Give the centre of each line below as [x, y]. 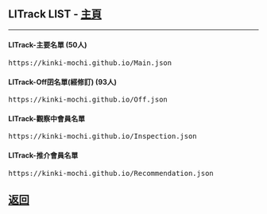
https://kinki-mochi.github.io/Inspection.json [103, 136]
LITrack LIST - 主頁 [55, 14]
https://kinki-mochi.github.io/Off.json [88, 100]
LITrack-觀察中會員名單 [47, 118]
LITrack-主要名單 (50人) [48, 45]
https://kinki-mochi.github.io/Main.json [90, 63]
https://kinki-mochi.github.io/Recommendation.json [111, 173]
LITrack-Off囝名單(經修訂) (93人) [63, 82]
